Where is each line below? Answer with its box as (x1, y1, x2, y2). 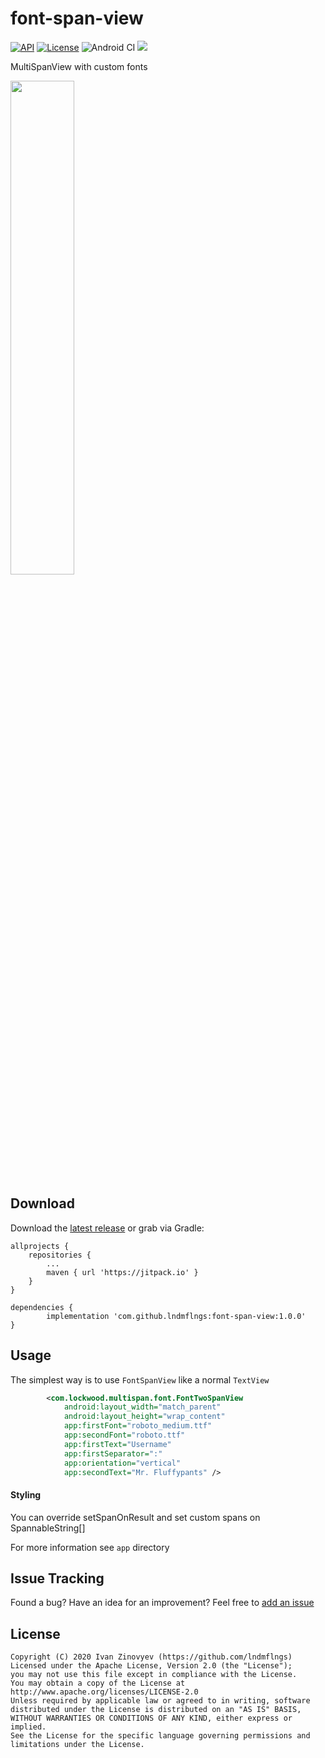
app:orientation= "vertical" (63, 1458, 182, 1468)
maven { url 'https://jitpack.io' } (46, 1267, 199, 1277)
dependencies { (10, 1302, 74, 1312)
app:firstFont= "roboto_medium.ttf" (63, 1421, 213, 1431)
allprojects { (10, 1241, 70, 1251)
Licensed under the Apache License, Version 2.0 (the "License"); (10, 1661, 293, 1671)
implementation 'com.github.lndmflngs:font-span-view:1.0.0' (46, 1311, 307, 1321)
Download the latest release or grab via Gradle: (10, 1222, 205, 1234)
